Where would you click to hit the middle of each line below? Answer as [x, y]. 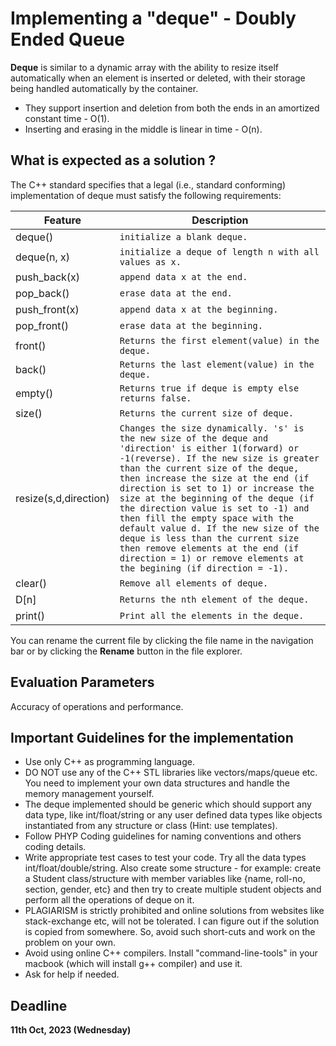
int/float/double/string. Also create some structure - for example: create [173, 868]
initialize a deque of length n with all [219, 251]
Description [220, 220]
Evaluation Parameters [82, 682]
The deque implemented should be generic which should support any [168, 804]
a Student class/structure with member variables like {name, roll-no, [165, 879]
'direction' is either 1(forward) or [209, 448]
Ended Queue [68, 39]
